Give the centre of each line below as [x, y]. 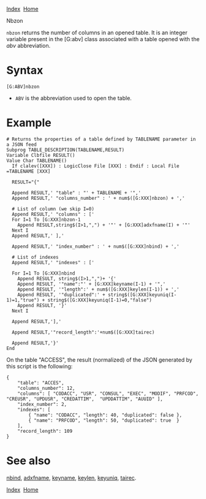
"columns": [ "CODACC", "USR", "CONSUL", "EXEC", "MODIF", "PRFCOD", [108, 394]
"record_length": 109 [45, 431]
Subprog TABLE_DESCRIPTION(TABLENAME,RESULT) [65, 150]
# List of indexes [36, 257]
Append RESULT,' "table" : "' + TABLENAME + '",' [76, 192]
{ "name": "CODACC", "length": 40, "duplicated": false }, [105, 415]
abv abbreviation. [29, 46]
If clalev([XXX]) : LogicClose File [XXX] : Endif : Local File [96, 166]
